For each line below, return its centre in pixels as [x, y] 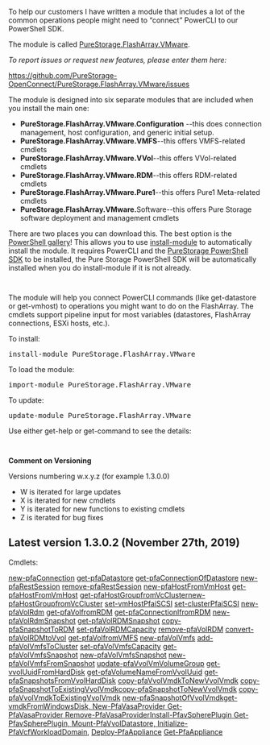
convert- [239, 629]
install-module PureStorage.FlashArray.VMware [102, 354]
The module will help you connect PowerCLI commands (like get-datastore [132, 298]
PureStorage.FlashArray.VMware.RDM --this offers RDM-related [129, 175]
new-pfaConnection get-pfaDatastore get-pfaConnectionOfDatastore [124, 577]
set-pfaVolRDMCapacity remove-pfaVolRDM [150, 629]
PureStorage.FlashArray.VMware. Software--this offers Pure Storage [136, 209]
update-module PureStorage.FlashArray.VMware [100, 415]
